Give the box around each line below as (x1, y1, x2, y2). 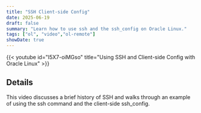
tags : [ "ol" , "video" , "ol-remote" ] (6, 31, 96, 37)
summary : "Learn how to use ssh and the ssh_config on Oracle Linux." (6, 25, 187, 32)
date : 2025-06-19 (6, 15, 50, 21)
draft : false (6, 20, 39, 26)
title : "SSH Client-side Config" (6, 8, 90, 15)
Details (6, 77, 33, 88)
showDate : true (6, 37, 45, 43)
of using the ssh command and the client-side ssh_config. (6, 100, 150, 107)
